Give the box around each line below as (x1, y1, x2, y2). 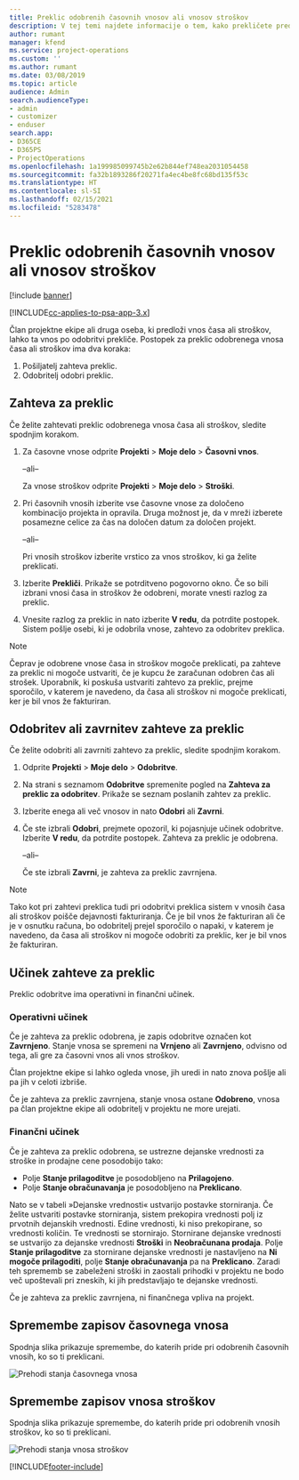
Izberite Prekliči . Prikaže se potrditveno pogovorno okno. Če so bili (21, 577, 269, 588)
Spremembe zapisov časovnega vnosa (9, 1318, 230, 1333)
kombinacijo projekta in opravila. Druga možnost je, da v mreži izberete (21, 507, 283, 518)
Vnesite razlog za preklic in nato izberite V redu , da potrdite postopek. (21, 614, 280, 624)
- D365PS (9, 145, 42, 154)
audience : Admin (9, 87, 69, 96)
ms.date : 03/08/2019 (9, 71, 86, 80)
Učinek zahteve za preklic (9, 965, 156, 980)
